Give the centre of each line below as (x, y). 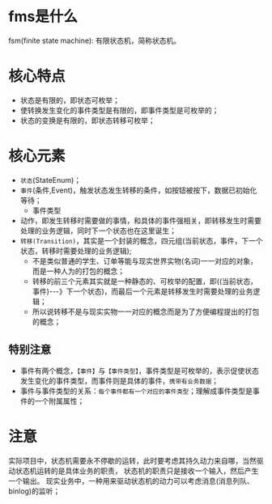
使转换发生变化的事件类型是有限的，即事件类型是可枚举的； (119, 110)
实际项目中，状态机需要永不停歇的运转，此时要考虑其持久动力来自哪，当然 (132, 460)
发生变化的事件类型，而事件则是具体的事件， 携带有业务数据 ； (119, 380)
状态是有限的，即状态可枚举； (70, 100)
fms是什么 (43, 17)
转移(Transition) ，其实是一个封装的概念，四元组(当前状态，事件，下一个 (141, 240)
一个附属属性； (59, 400)
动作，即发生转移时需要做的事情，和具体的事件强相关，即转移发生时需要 (140, 220)
